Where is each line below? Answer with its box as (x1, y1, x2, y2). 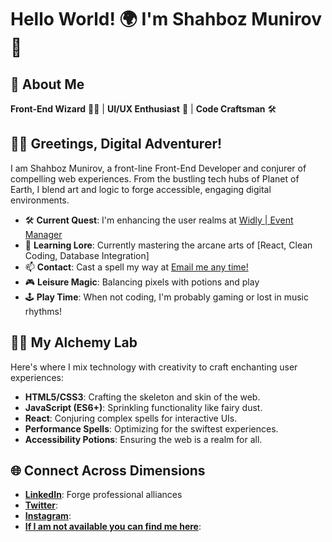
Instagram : (24, 510, 72, 522)
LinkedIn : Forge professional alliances (24, 489, 183, 501)
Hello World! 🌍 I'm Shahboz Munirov (10, 8, 323, 31)
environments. (10, 194, 70, 206)
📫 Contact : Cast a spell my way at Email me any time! (24, 261, 249, 273)
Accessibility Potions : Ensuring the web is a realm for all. (24, 433, 263, 445)
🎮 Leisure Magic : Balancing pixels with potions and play (24, 276, 260, 288)
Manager (24, 228, 63, 240)
